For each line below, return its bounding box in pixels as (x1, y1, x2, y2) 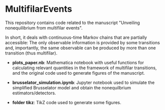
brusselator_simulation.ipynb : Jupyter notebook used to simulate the (12, 80, 155, 85)
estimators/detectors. (12, 90, 56, 96)
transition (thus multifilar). (5, 50, 58, 56)
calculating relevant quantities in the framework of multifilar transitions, (12, 65, 157, 71)
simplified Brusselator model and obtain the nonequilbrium (12, 84, 132, 90)
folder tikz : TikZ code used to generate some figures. (12, 99, 122, 105)
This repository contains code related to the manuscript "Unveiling (5, 20, 140, 26)
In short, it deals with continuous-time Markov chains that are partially (5, 34, 147, 40)
